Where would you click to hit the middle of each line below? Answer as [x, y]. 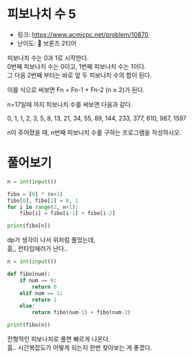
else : [28, 306]
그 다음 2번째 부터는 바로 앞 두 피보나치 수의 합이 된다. [80, 75]
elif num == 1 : [41, 293]
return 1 [44, 300]
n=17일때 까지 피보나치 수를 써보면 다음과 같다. [70, 104]
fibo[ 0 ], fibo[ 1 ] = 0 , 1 [43, 201]
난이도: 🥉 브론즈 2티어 [47, 43]
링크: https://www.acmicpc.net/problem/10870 [83, 34]
